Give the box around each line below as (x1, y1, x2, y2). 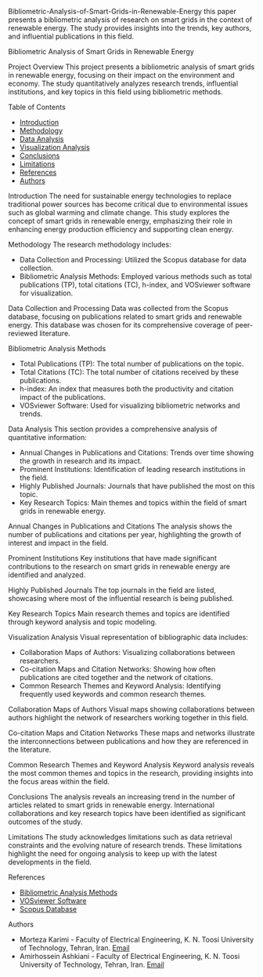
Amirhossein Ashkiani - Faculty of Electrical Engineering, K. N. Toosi (19, 952, 240, 961)
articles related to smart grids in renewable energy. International (8, 800, 215, 810)
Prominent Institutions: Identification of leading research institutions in (19, 465, 246, 474)
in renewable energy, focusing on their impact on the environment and (8, 71, 235, 79)
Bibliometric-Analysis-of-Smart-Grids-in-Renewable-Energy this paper (8, 7, 236, 16)
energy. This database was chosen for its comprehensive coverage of (8, 320, 233, 329)
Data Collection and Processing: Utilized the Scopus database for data (19, 255, 247, 264)
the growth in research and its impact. (19, 456, 142, 466)
